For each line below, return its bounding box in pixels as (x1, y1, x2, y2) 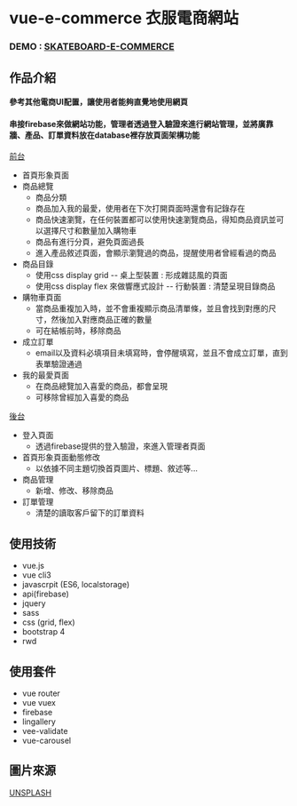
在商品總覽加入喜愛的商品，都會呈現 (35, 381, 168, 392)
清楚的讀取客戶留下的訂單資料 (35, 507, 145, 518)
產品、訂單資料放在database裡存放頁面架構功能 (24, 130, 200, 140)
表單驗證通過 (35, 359, 82, 370)
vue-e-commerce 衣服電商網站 (9, 8, 239, 28)
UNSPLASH (9, 787, 51, 798)
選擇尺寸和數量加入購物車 (43, 226, 137, 236)
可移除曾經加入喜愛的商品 (35, 392, 129, 403)
